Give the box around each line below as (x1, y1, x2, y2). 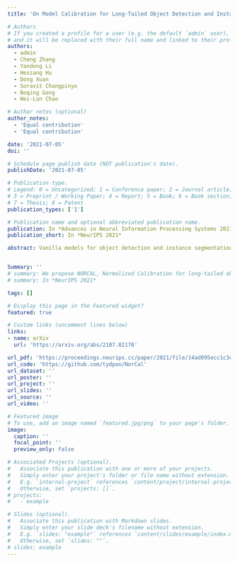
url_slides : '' (7, 387, 52, 394)
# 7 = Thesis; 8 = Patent (7, 199, 84, 206)
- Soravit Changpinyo (13, 82, 78, 89)
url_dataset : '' (7, 367, 55, 374)
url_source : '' (7, 394, 52, 401)
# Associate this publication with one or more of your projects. (7, 465, 214, 472)
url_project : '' (7, 380, 55, 388)
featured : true (7, 309, 52, 316)
